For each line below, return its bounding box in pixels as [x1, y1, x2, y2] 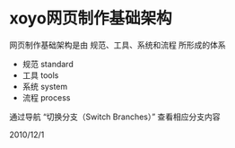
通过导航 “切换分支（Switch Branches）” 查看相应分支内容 [9, 111, 222, 122]
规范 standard [22, 58, 74, 69]
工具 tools [22, 69, 59, 81]
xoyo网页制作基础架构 [9, 8, 172, 29]
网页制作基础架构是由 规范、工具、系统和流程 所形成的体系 [9, 39, 226, 50]
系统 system [22, 81, 68, 91]
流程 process [22, 91, 71, 103]
